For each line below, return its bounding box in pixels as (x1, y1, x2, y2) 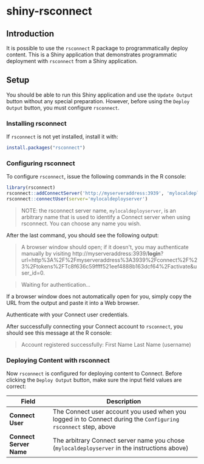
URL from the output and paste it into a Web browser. (6, 299, 140, 306)
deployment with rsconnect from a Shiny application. (6, 58, 138, 64)
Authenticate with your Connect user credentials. (6, 311, 129, 318)
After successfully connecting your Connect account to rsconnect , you (6, 322, 183, 330)
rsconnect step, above (52, 423, 116, 431)
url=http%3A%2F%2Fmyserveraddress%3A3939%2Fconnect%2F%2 (21, 256, 198, 264)
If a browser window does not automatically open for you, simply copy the (6, 293, 192, 300)
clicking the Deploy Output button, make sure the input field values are (6, 377, 182, 384)
